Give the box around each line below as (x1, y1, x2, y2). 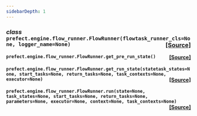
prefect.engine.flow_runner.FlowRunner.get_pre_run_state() (6, 54, 157, 60)
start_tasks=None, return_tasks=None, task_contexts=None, (19, 71, 167, 77)
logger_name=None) (18, 41, 71, 47)
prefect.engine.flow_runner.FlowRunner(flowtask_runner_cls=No (6, 35, 191, 41)
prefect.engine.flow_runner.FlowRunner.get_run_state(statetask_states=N (6, 66, 191, 72)
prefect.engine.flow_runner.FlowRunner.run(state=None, (6, 89, 145, 94)
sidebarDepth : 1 (6, 8, 46, 15)
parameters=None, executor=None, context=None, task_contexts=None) (6, 99, 177, 105)
